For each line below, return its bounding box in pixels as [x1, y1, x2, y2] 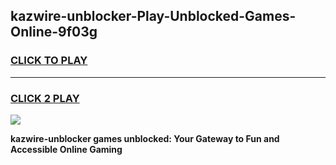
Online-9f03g [10, 24, 98, 41]
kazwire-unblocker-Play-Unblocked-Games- [10, 8, 297, 25]
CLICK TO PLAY [10, 54, 88, 68]
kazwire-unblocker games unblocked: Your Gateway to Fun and [10, 132, 280, 144]
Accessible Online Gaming [10, 143, 123, 155]
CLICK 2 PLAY [10, 91, 80, 105]
